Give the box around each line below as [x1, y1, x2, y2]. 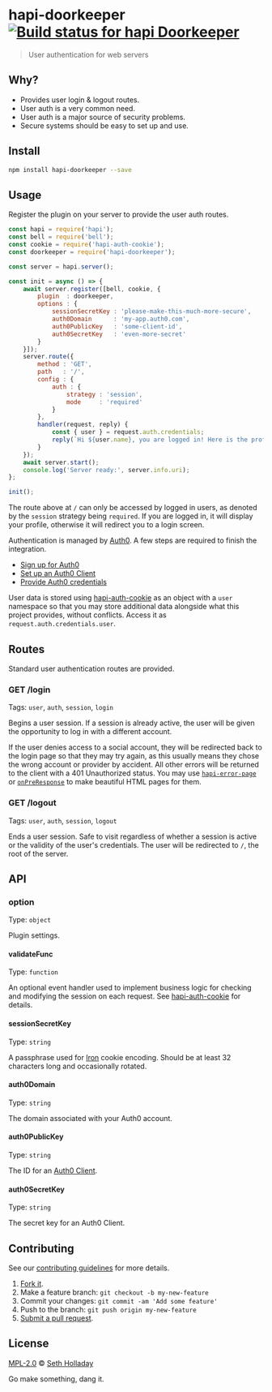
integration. [8, 544, 47, 554]
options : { [37, 300, 79, 308]
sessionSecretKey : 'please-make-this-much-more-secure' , [51, 307, 252, 316]
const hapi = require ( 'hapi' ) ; [8, 226, 114, 234]
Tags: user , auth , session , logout [8, 815, 117, 825]
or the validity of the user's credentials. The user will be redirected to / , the [8, 840, 259, 849]
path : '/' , [37, 367, 85, 376]
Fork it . [19, 1279, 45, 1289]
